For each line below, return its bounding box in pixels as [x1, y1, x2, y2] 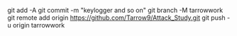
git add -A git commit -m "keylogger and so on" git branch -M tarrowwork [7, 6, 224, 14]
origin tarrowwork [13, 21, 65, 29]
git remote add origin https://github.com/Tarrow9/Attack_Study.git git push [7, 13, 226, 22]
